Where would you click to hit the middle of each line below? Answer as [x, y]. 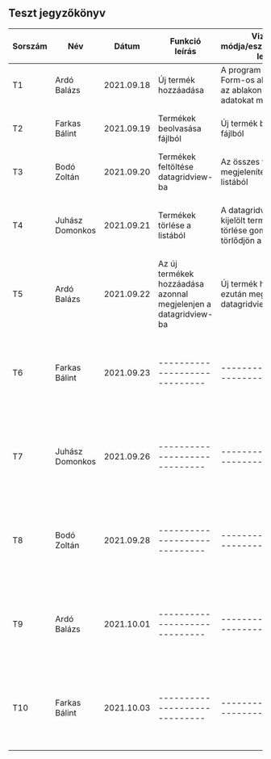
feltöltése [176, 166]
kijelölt [233, 220]
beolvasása [180, 128]
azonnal [173, 294]
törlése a [175, 225]
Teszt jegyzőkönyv [57, 13]
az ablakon [241, 90]
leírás [186, 51]
